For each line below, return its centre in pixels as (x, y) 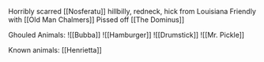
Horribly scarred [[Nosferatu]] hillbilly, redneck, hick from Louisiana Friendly (132, 11)
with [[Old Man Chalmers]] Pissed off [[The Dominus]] (96, 20)
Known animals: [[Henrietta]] (55, 50)
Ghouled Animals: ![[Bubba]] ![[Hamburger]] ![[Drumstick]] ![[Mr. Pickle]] (126, 35)
